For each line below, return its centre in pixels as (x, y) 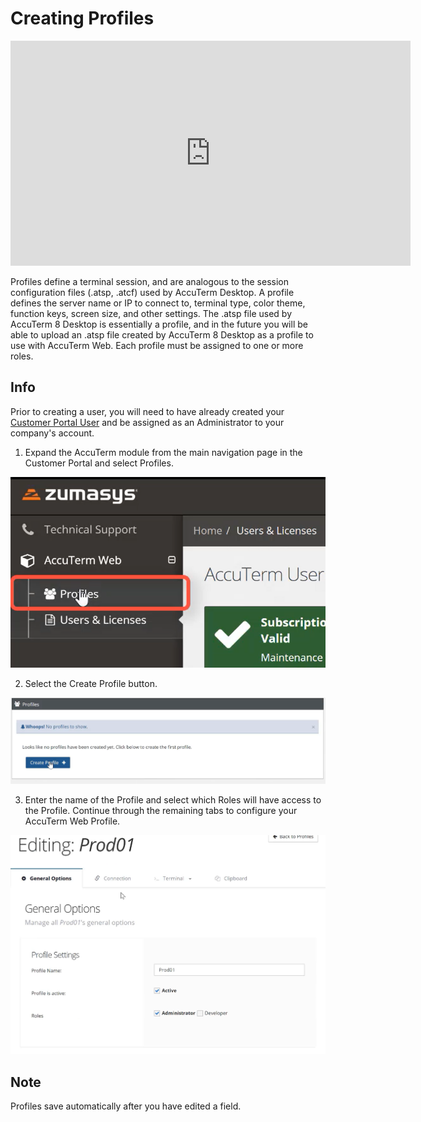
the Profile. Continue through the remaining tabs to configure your (161, 810)
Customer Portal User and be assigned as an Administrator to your (147, 422)
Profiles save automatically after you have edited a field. (126, 1106)
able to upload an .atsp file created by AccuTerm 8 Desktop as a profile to (162, 334)
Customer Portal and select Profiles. (99, 463)
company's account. (52, 433)
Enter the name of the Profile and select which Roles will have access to (173, 799)
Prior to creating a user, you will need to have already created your (147, 411)
